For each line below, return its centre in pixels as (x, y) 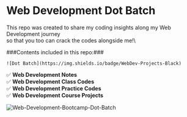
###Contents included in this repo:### (55, 52)
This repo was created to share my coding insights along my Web (89, 27)
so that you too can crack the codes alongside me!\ (71, 40)
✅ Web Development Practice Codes (54, 88)
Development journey (33, 34)
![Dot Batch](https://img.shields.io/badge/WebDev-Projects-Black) (94, 63)
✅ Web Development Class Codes (50, 81)
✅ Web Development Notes (42, 74)
